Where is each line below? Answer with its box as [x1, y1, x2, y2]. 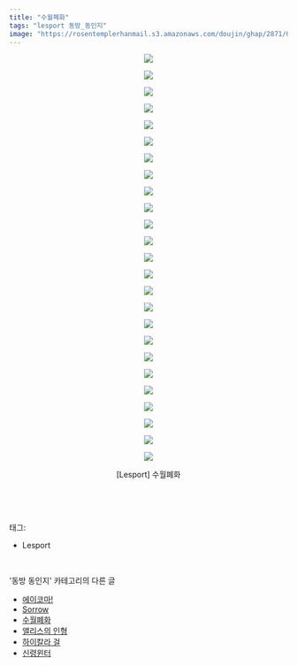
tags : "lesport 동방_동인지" [9, 21, 108, 30]
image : [9, 29, 34, 38]
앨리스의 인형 [21, 625, 68, 637]
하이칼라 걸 [21, 637, 61, 647]
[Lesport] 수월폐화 [116, 470, 181, 480]
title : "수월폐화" [9, 12, 70, 22]
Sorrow [21, 604, 49, 615]
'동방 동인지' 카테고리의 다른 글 [9, 576, 116, 586]
